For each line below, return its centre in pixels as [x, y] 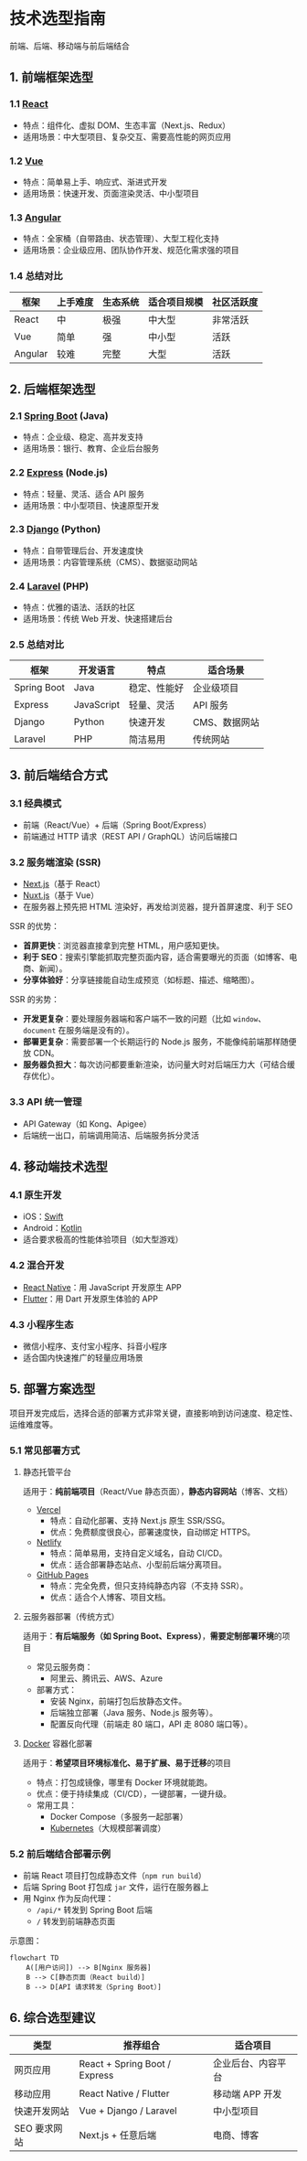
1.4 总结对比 [36, 276]
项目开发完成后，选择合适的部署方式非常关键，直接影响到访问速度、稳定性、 [153, 1413]
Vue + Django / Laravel [128, 2111]
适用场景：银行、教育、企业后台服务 [91, 448]
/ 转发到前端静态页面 [76, 1921]
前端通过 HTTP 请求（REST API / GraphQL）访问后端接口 [130, 837]
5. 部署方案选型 [53, 1390]
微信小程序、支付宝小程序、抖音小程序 [95, 1346]
